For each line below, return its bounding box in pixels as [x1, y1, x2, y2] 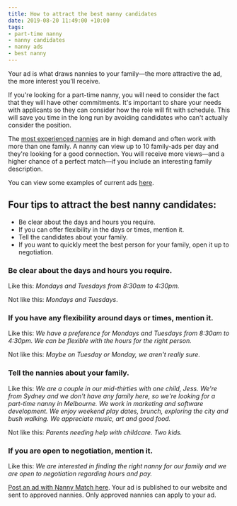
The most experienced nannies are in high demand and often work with [8, 134, 216, 142]
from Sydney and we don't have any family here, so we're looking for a [8, 391, 216, 400]
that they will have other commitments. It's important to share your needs [8, 98, 221, 106]
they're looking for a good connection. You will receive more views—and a [8, 150, 225, 158]
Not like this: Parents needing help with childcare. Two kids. [8, 428, 183, 437]
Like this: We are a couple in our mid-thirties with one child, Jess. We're [8, 384, 218, 393]
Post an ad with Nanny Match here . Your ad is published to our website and [8, 483, 228, 491]
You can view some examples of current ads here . [8, 178, 154, 186]
